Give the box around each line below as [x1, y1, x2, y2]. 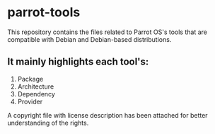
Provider [17, 97, 43, 106]
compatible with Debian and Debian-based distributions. [7, 35, 172, 43]
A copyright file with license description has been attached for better [7, 111, 208, 119]
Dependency [17, 89, 55, 98]
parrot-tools [7, 4, 81, 21]
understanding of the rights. [7, 118, 89, 127]
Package [17, 74, 44, 83]
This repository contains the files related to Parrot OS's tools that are [7, 28, 207, 36]
